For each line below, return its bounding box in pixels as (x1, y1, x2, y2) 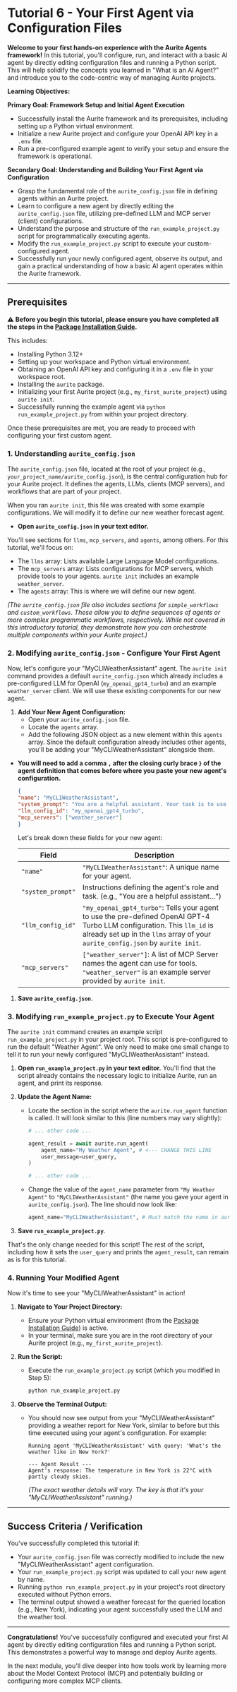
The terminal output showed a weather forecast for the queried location (17, 1597, 226, 1606)
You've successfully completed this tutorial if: (7, 1539, 140, 1547)
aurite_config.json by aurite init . (82, 937, 202, 947)
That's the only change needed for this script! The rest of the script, (7, 1240, 205, 1249)
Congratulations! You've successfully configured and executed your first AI (7, 1633, 229, 1641)
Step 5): (28, 1374, 51, 1382)
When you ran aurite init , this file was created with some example (7, 501, 205, 510)
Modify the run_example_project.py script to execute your (17, 239, 186, 248)
